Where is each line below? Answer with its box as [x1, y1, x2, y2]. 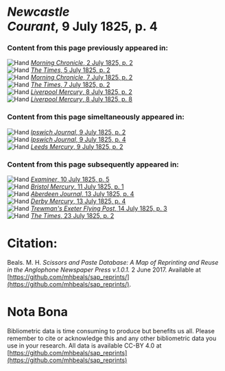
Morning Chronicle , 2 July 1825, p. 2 [30, 59, 134, 67]
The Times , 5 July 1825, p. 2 [30, 66, 111, 74]
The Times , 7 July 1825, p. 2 [30, 80, 110, 89]
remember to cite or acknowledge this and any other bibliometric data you [7, 334, 217, 342]
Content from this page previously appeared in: [7, 43, 168, 53]
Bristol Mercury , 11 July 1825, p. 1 [30, 182, 124, 191]
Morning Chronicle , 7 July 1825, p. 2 [30, 73, 133, 82]
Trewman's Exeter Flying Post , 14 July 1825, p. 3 [30, 204, 168, 213]
